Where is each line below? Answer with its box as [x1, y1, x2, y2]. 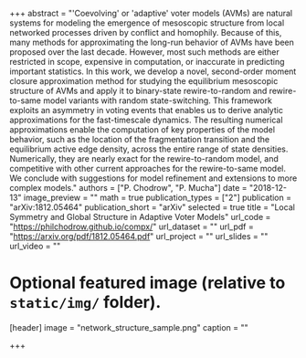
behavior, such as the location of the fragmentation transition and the [9, 134, 270, 144]
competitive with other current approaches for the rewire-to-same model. [9, 163, 286, 174]
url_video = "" [9, 241, 61, 251]
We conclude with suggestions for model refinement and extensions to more [9, 173, 298, 184]
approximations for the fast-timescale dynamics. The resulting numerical [9, 114, 283, 125]
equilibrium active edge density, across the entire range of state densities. [9, 143, 289, 154]
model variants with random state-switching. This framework [42, 95, 272, 106]
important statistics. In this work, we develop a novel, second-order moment [9, 66, 297, 77]
